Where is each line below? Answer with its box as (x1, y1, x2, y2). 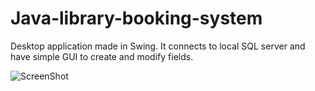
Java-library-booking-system (10, 7, 263, 30)
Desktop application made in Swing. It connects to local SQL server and (10, 40, 306, 52)
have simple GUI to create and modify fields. (10, 50, 194, 62)
